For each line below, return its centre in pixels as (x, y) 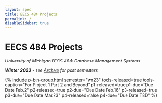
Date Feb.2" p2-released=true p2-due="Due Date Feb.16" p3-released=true (81, 90)
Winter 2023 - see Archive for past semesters (52, 70)
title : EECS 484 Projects (31, 14)
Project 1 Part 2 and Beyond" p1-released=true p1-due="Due (93, 85)
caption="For (18, 85)
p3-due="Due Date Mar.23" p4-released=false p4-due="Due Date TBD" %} (81, 95)
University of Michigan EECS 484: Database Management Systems (73, 61)
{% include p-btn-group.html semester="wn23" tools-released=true (73, 80)
